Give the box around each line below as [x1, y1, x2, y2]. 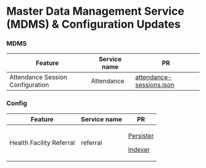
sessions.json [135, 81, 175, 90]
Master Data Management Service [6, 4, 185, 18]
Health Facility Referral [9, 138, 75, 147]
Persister [128, 131, 154, 140]
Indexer [128, 145, 150, 154]
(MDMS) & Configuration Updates [6, 17, 181, 31]
